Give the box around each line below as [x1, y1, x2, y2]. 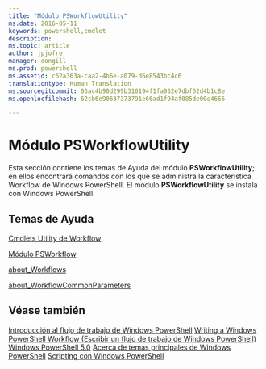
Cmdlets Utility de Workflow [8, 233, 102, 243]
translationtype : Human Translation [8, 79, 131, 87]
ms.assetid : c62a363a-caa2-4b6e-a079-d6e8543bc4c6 [8, 72, 182, 80]
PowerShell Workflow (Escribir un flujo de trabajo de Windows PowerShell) [8, 333, 256, 343]
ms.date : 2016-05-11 [8, 19, 78, 27]
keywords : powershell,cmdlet [8, 27, 106, 35]
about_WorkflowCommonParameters [8, 280, 131, 290]
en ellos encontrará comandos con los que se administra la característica [8, 171, 252, 182]
